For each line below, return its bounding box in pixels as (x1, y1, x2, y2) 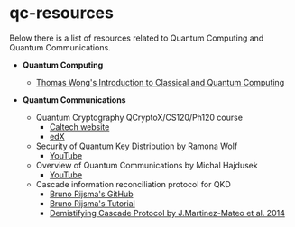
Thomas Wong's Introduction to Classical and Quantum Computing (35, 77, 285, 87)
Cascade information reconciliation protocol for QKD (35, 178, 232, 189)
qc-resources (9, 3, 115, 23)
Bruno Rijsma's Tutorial (49, 197, 135, 209)
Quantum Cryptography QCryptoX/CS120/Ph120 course (35, 112, 244, 123)
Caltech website (49, 121, 110, 132)
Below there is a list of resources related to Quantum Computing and (9, 32, 264, 43)
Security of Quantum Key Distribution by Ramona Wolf (35, 141, 238, 151)
